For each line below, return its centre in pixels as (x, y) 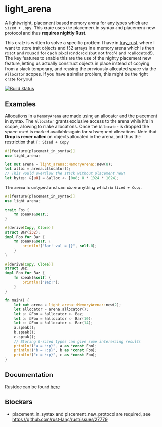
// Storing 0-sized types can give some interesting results (77, 341)
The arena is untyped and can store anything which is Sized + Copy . (74, 187)
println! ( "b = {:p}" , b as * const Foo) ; (56, 350)
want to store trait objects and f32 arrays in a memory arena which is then (80, 48)
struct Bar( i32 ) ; (23, 232)
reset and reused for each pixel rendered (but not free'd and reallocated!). (80, 53)
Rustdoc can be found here (33, 387)
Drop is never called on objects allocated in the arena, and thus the (73, 136)
